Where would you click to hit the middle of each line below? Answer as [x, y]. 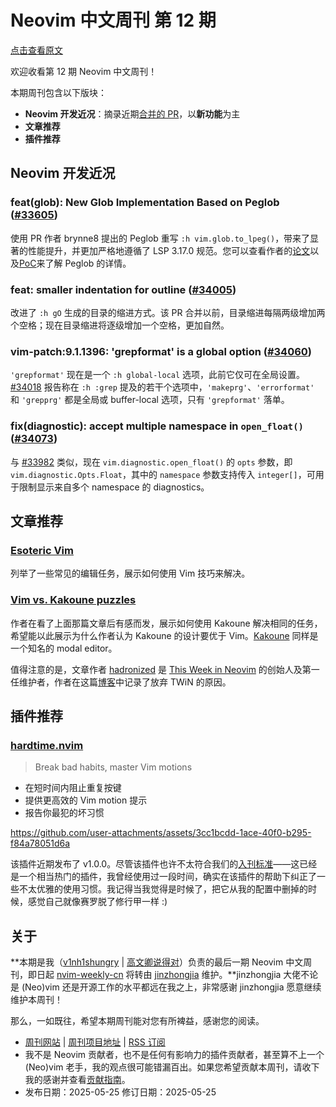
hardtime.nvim [47, 745]
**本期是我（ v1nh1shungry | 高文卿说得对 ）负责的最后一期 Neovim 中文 [157, 962]
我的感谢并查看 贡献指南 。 [77, 1079]
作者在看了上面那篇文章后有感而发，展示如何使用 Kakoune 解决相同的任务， [166, 623]
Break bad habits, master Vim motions [113, 767]
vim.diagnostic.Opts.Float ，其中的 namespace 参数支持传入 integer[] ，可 [163, 474]
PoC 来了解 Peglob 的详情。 [75, 263]
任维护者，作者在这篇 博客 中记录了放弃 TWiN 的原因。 [121, 682]
